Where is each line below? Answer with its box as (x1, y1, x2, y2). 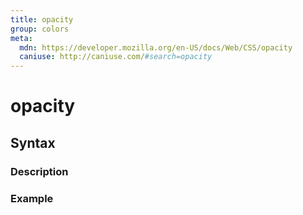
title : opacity (10, 14, 74, 25)
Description (10, 164, 69, 178)
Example (10, 191, 54, 205)
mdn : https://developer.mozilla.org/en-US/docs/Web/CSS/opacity (19, 42, 293, 53)
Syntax (10, 134, 56, 151)
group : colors (10, 24, 70, 34)
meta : (10, 33, 33, 43)
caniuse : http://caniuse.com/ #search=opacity (19, 52, 213, 62)
